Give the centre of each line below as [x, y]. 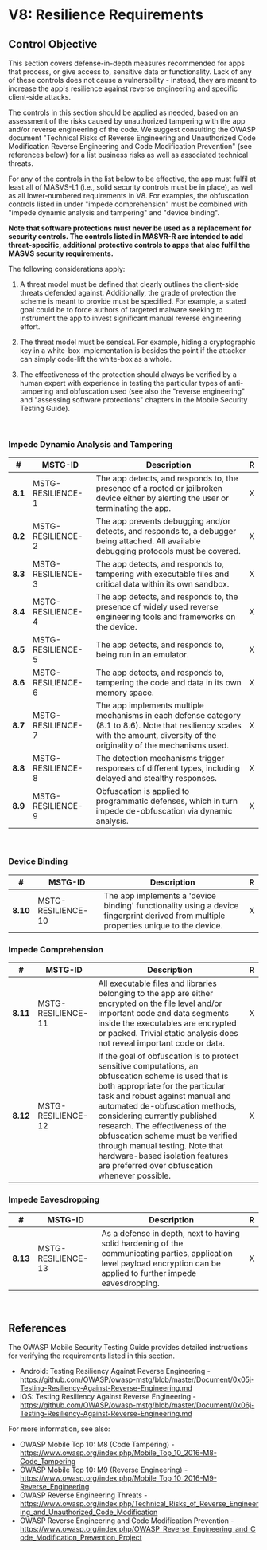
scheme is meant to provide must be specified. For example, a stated [133, 301]
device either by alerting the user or [162, 498]
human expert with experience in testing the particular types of [123, 383]
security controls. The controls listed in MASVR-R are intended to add [126, 236]
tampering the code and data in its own [169, 683]
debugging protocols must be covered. [168, 551]
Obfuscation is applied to [143, 791]
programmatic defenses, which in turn [167, 801]
